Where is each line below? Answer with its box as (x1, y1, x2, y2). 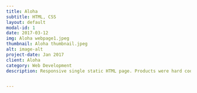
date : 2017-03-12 (6, 30, 49, 36)
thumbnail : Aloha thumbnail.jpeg (6, 41, 88, 47)
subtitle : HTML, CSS (6, 14, 57, 20)
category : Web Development (6, 62, 72, 69)
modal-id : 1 (6, 24, 35, 31)
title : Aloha (6, 8, 38, 15)
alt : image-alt (6, 46, 43, 52)
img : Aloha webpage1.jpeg (6, 35, 69, 41)
